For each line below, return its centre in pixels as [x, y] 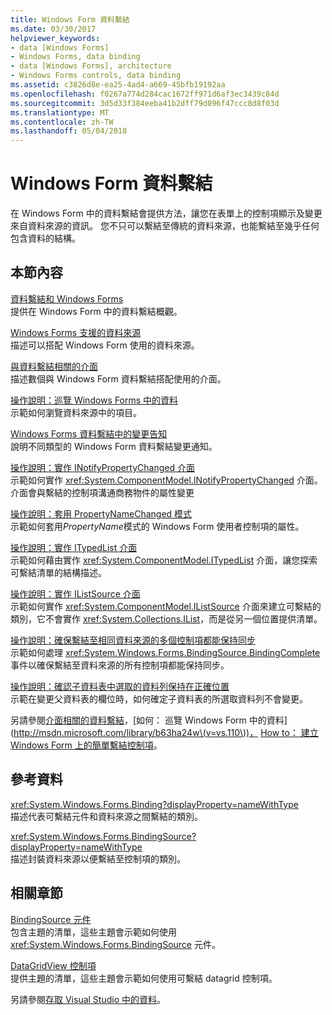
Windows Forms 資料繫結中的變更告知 [89, 433]
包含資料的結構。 [45, 238]
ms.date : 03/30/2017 [53, 29]
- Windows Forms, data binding [75, 57]
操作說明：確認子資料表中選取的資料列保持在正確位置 [120, 686]
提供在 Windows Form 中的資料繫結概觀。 [96, 311]
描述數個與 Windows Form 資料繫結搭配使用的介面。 [118, 378]
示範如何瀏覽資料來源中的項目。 [76, 412]
